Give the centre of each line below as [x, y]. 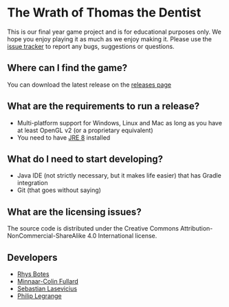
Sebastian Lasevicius [47, 288]
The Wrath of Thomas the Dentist [104, 13]
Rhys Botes [33, 274]
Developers [32, 257]
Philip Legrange [39, 296]
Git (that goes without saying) [59, 190]
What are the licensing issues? [75, 212]
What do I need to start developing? [85, 159]
